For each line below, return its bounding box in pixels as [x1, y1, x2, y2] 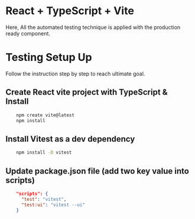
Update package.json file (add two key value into [5, 166, 190, 176]
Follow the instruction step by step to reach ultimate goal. [5, 70, 145, 77]
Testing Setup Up [5, 51, 92, 64]
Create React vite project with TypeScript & [5, 87, 168, 97]
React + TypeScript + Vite [5, 4, 134, 18]
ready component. [5, 30, 51, 37]
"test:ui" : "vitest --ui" [21, 202, 85, 208]
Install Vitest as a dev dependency [5, 134, 135, 144]
